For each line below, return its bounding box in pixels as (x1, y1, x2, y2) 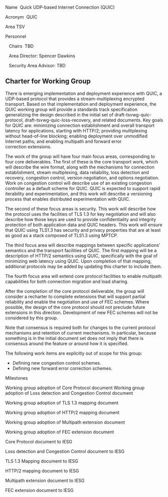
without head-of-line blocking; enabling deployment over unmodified (5, 133, 148, 139)
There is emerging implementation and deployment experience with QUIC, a (5, 90, 162, 96)
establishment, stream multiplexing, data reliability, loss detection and (5, 169, 149, 175)
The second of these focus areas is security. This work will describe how (5, 206, 156, 212)
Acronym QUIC (5, 14, 38, 20)
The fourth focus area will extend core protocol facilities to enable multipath (5, 273, 162, 279)
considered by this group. (5, 314, 59, 320)
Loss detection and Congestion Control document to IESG (5, 448, 125, 454)
